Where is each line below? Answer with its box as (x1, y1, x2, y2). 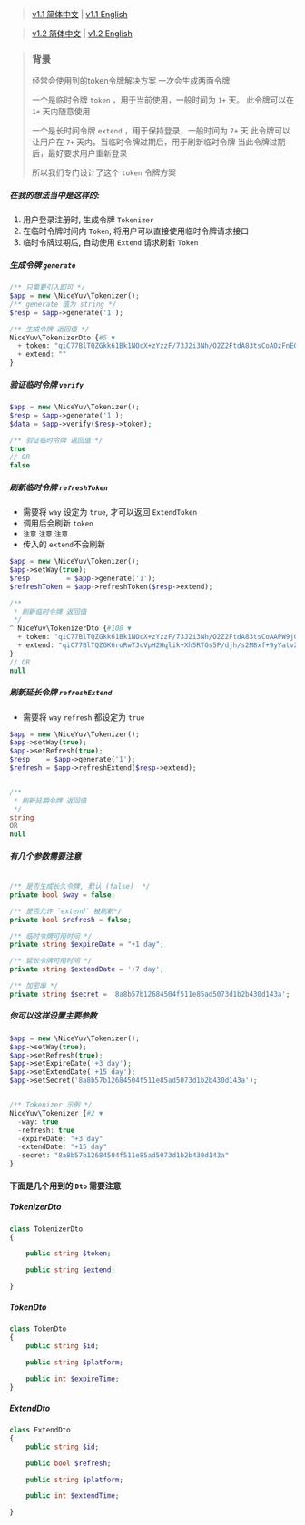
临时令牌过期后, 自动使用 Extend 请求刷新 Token (22, 237, 199, 248)
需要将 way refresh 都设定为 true (22, 712, 145, 723)
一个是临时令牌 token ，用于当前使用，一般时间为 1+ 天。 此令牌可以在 (31, 94, 295, 105)
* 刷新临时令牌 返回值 (13, 607, 87, 616)
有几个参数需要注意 (9, 851, 82, 861)
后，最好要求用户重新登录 (31, 148, 128, 159)
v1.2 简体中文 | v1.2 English (31, 28, 133, 39)
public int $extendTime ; (25, 1491, 120, 1500)
